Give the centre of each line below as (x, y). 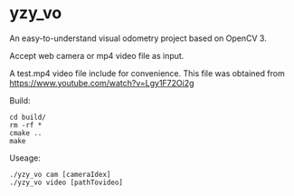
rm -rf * (26, 125)
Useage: (25, 158)
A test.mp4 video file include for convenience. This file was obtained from (147, 73)
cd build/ (28, 117)
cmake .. (26, 133)
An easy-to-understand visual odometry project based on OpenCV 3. (138, 38)
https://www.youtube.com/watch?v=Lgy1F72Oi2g (102, 83)
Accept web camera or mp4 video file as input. (97, 55)
